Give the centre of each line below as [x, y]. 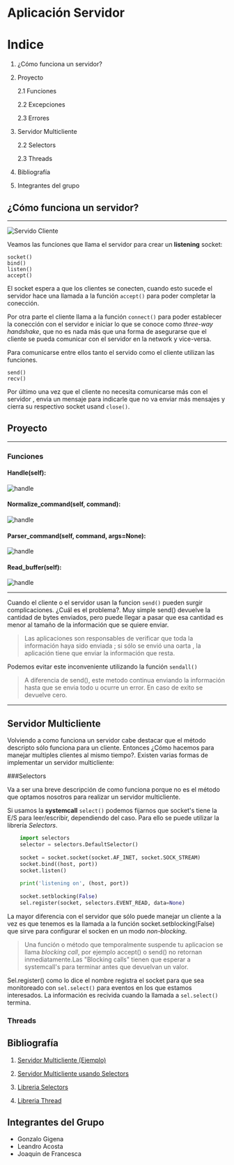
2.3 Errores [33, 118]
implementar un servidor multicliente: [61, 763]
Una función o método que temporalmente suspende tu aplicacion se [124, 944]
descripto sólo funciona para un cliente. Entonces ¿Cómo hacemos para [111, 748]
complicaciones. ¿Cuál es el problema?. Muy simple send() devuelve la [109, 610]
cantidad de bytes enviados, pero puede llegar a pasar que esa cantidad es [116, 618]
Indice [25, 45]
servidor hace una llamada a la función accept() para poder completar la [111, 296]
